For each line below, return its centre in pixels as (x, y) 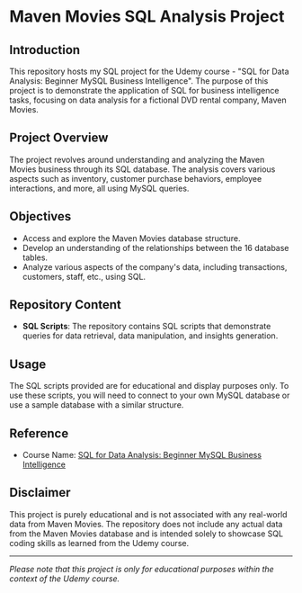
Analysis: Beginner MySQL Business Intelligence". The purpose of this (139, 81)
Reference (39, 433)
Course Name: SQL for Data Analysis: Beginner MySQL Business (142, 455)
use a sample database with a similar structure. (97, 405)
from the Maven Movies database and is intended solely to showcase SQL (147, 534)
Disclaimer (40, 493)
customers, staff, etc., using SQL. (84, 276)
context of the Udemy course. (65, 579)
